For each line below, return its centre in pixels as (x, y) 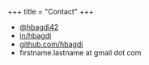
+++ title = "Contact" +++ (51, 12)
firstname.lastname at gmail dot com (80, 53)
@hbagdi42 (39, 27)
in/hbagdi (35, 36)
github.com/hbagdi (51, 44)
